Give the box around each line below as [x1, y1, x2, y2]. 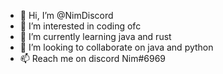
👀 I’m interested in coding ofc [19, 20, 142, 32]
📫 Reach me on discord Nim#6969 [19, 53, 167, 64]
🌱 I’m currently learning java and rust [19, 31, 172, 42]
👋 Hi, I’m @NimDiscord [19, 10, 114, 21]
